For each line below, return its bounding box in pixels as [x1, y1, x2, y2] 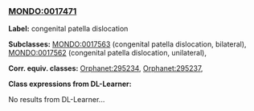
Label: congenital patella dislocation [8, 24, 129, 34]
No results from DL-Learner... [8, 95, 105, 105]
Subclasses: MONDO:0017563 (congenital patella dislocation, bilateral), [8, 39, 247, 49]
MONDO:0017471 [8, 6, 77, 17]
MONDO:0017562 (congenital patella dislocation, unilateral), [8, 48, 207, 58]
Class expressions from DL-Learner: [8, 79, 132, 89]
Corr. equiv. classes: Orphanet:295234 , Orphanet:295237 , [8, 64, 203, 73]
